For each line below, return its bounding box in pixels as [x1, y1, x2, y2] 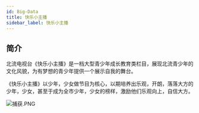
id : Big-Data [6, 8, 39, 15]
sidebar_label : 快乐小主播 [6, 20, 68, 26]
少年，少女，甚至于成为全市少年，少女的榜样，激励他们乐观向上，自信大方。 [6, 87, 194, 95]
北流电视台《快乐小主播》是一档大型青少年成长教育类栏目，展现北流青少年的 [6, 60, 194, 67]
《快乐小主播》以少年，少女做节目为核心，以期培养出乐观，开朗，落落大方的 [6, 80, 194, 87]
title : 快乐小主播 [6, 14, 48, 20]
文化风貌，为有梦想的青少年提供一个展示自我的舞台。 [6, 68, 137, 75]
